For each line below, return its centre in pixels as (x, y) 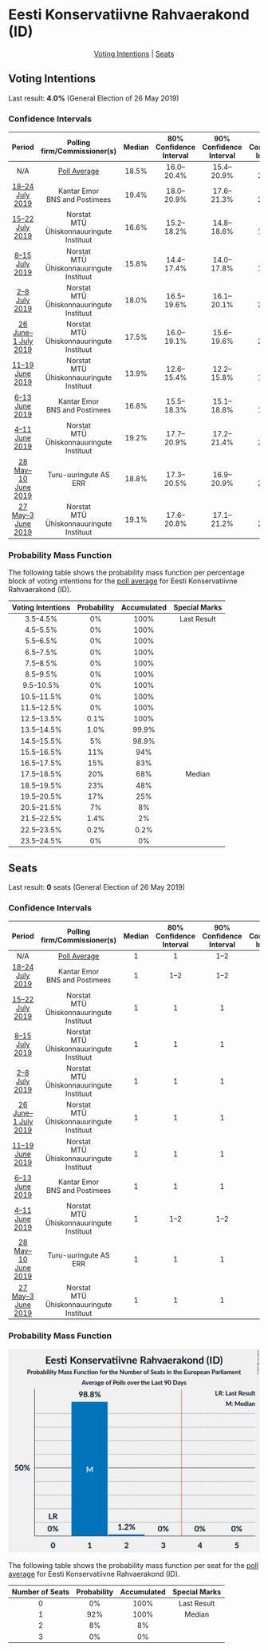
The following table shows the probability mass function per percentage (126, 573)
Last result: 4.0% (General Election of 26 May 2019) (94, 98)
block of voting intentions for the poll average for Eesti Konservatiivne (123, 581)
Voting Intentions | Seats (134, 53)
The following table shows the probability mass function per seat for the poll (134, 1566)
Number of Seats (41, 1592)
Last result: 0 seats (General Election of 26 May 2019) (97, 887)
